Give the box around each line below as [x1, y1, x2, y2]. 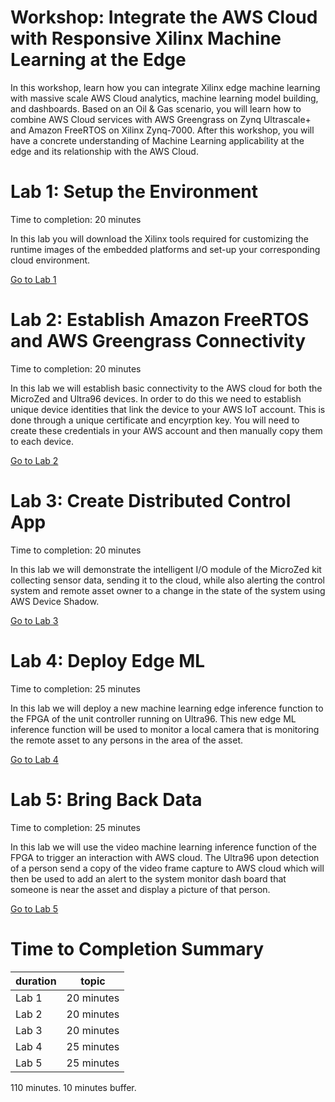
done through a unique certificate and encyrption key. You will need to [10, 414, 300, 426]
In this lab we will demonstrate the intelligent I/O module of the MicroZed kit [10, 563, 322, 575]
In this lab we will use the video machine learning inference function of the [10, 841, 317, 853]
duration [15, 974, 57, 988]
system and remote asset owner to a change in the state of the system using [10, 584, 326, 596]
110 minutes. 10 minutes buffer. [10, 1081, 137, 1093]
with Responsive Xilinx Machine [10, 27, 282, 50]
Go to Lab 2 [10, 454, 59, 466]
